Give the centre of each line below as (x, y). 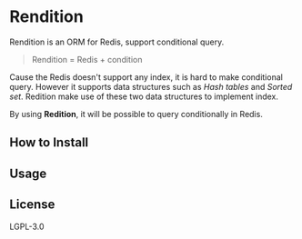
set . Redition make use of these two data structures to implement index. (144, 96)
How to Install (49, 143)
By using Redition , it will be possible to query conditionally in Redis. (136, 114)
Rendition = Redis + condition (87, 59)
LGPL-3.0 (27, 226)
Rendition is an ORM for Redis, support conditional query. (117, 42)
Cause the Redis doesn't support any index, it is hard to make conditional (146, 77)
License (32, 205)
